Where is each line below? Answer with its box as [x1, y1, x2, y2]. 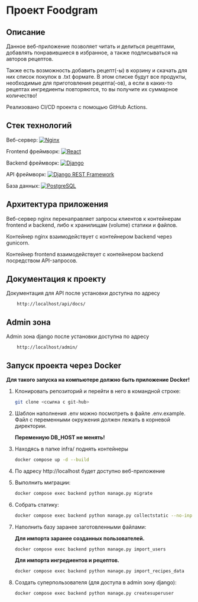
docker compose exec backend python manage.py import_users [14, 546, 166, 552]
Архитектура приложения [6, 199, 108, 210]
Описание [6, 27, 46, 37]
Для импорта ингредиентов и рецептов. [14, 557, 120, 564]
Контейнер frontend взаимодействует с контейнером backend [6, 250, 164, 257]
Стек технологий [6, 121, 72, 131]
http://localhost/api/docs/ [17, 301, 86, 307]
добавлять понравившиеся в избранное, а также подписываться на [6, 49, 178, 56]
